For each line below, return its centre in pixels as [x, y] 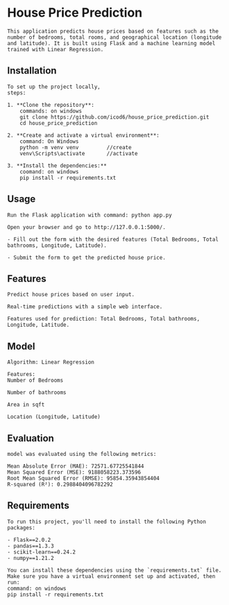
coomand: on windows [49, 171]
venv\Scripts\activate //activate [79, 153]
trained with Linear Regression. [56, 49]
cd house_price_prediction [59, 123]
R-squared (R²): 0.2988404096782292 [60, 484]
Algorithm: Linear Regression [51, 362]
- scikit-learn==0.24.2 [42, 552]
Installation [32, 71]
